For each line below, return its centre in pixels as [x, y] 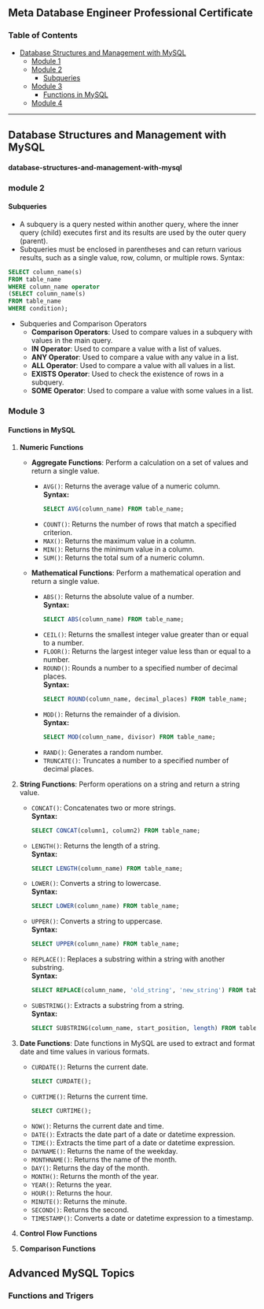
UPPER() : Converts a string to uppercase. [97, 921]
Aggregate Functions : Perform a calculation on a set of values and [140, 463]
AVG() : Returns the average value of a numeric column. [132, 486]
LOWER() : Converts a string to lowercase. [96, 883]
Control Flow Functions [58, 1233]
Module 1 [46, 61]
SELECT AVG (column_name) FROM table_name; [114, 509]
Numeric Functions [51, 448]
